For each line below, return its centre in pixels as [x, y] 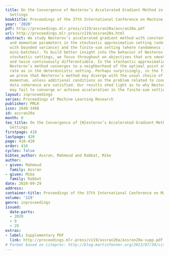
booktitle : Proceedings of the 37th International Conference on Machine [84, 19]
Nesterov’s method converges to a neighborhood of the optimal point [84, 66]
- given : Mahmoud [23, 165]
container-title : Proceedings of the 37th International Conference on [82, 193]
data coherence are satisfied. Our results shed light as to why [80, 85]
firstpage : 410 [21, 132]
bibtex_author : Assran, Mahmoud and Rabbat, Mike [58, 156]
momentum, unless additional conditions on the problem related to [82, 80]
